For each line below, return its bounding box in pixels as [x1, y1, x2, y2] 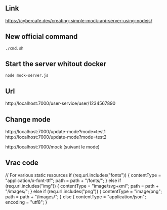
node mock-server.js [5, 73, 49, 78]
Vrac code [5, 159, 39, 167]
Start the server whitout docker [5, 59, 107, 68]
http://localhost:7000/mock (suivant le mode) [5, 144, 100, 150]
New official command [5, 33, 78, 41]
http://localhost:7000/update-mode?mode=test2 [5, 134, 107, 140]
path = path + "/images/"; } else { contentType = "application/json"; [5, 193, 146, 200]
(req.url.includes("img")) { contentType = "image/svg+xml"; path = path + [5, 183, 159, 189]
